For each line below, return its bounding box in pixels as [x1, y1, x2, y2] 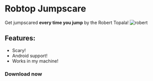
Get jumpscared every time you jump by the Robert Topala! [5, 19, 129, 25]
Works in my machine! [12, 58, 59, 64]
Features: [5, 34, 36, 42]
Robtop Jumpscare [5, 3, 86, 14]
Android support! [12, 52, 47, 58]
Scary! [12, 47, 26, 53]
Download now [5, 70, 42, 77]
